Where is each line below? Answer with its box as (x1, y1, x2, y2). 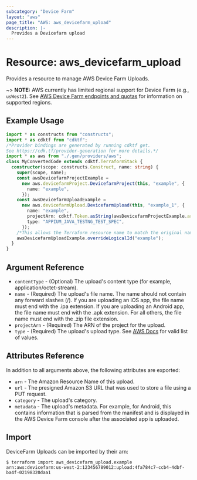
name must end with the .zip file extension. (14, 315, 119, 322)
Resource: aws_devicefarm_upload (6, 56, 181, 69)
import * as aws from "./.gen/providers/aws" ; (6, 153, 122, 159)
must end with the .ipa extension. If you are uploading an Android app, (14, 303, 185, 310)
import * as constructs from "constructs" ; (6, 131, 114, 137)
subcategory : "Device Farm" (6, 8, 75, 15)
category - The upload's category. (14, 397, 97, 404)
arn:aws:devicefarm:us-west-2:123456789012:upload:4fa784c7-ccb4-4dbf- (6, 464, 185, 470)
